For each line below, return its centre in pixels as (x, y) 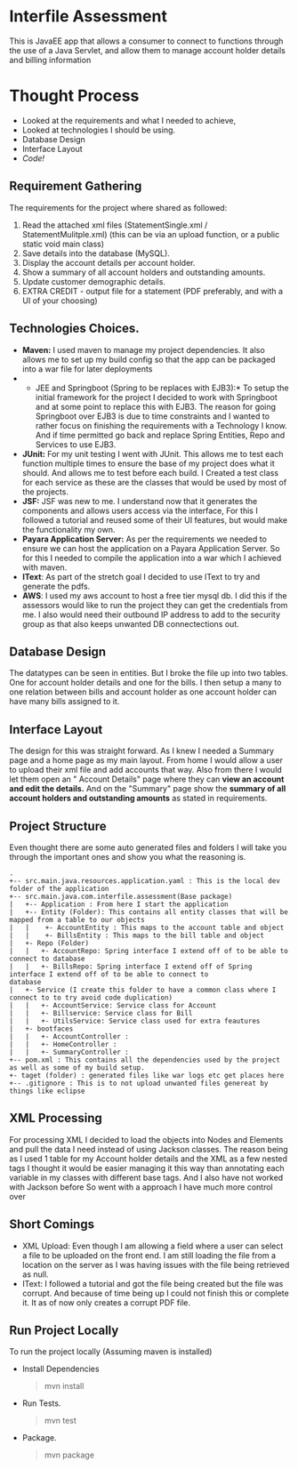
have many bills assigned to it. (64, 702)
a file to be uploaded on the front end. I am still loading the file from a (149, 1255)
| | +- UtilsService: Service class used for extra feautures (135, 1021)
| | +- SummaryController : (69, 1052)
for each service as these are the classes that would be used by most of (154, 482)
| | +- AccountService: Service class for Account (113, 1005)
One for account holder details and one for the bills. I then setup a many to (145, 683)
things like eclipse (48, 1091)
